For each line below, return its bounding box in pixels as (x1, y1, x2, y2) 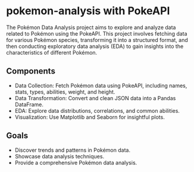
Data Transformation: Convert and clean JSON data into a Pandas (14, 94, 176, 101)
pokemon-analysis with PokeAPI (6, 4, 170, 18)
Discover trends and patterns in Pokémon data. (14, 146, 131, 154)
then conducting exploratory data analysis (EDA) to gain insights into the (6, 43, 184, 50)
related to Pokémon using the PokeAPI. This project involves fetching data (6, 30, 187, 37)
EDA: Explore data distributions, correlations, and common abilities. (14, 107, 180, 114)
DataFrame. (14, 101, 43, 108)
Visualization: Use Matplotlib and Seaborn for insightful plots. (14, 113, 165, 120)
